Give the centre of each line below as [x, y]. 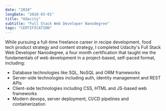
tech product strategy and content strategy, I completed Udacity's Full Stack [83, 47]
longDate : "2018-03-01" [30, 14]
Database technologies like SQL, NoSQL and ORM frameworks [76, 73]
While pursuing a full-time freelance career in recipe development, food [78, 42]
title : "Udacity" [23, 19]
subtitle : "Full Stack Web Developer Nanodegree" [57, 23]
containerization [29, 104]
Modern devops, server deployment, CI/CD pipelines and [70, 99]
